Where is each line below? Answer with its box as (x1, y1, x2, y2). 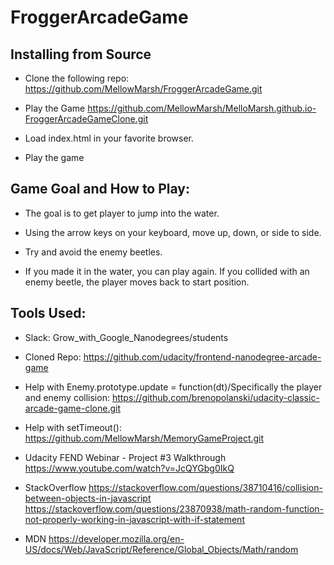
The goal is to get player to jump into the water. (24, 207, 220, 219)
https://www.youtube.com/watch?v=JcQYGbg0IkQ (24, 462, 235, 474)
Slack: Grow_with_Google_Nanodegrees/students (24, 331, 229, 343)
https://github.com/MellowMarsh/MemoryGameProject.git (24, 432, 265, 444)
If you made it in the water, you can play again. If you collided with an (24, 265, 310, 277)
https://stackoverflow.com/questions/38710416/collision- (88, 481, 323, 493)
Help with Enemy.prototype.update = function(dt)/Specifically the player (24, 381, 323, 393)
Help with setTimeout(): (24, 421, 122, 433)
